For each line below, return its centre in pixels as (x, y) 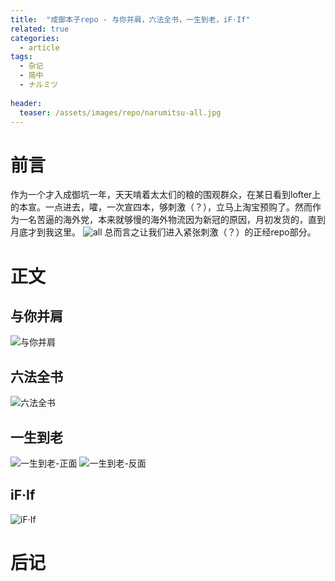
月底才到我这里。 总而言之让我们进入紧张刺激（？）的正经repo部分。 (163, 232)
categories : (35, 38)
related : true (40, 29)
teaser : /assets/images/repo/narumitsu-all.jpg (120, 112)
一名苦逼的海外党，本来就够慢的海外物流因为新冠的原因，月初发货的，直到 (172, 220)
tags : (21, 57)
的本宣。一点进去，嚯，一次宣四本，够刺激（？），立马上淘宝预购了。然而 (161, 207)
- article (39, 47)
